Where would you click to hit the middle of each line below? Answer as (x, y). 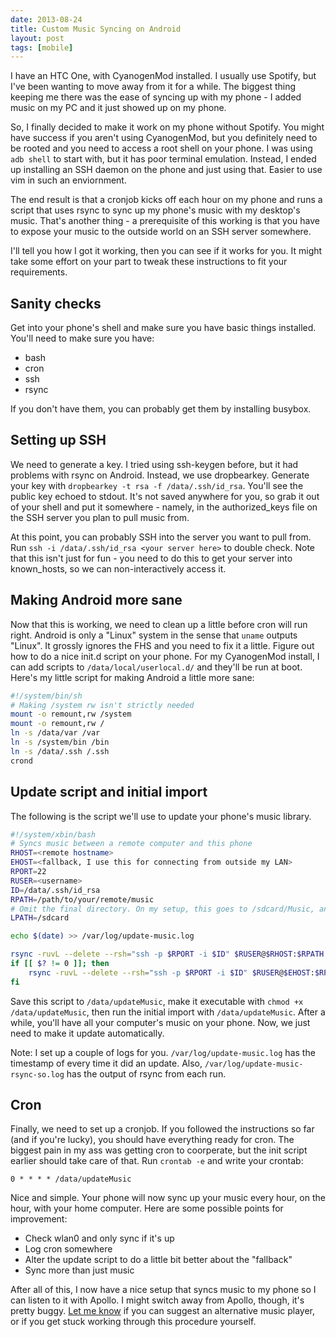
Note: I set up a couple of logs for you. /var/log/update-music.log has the (163, 1052)
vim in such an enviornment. (68, 180)
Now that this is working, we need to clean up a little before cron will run (159, 624)
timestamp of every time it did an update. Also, (106, 1063)
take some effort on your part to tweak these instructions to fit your (149, 262)
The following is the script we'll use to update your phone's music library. (161, 816)
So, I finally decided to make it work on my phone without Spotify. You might (167, 127)
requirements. (39, 272)
